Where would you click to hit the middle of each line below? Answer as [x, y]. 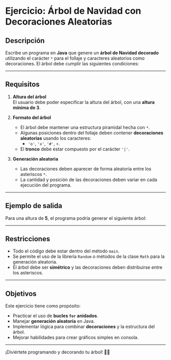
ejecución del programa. [46, 185]
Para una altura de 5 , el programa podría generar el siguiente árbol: [76, 218]
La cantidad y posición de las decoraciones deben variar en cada [89, 179]
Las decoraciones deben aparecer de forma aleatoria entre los [86, 169]
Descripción [25, 41]
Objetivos [21, 293]
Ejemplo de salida [34, 206]
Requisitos [22, 84]
